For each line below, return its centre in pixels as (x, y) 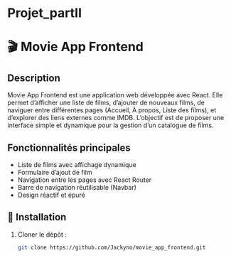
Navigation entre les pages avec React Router (85, 180)
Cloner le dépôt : (42, 234)
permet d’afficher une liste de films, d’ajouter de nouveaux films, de (106, 103)
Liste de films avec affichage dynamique (77, 165)
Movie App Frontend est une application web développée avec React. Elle (115, 95)
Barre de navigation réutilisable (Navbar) (77, 187)
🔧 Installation (37, 217)
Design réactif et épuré (51, 195)
